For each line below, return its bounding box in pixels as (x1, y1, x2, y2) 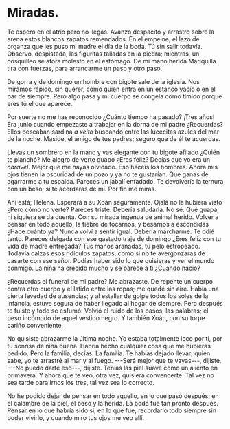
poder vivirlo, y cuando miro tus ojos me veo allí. (7, 413, 145, 421)
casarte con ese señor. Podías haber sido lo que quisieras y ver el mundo (7, 256, 215, 264)
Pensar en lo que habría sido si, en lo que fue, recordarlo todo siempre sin (7, 406, 217, 415)
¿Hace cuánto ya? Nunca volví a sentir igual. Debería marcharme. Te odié (7, 227, 215, 236)
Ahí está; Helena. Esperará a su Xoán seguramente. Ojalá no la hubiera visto (7, 198, 222, 206)
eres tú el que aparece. (7, 99, 73, 107)
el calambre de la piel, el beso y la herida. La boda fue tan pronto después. (7, 399, 218, 407)
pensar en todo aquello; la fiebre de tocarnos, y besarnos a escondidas (7, 220, 209, 228)
